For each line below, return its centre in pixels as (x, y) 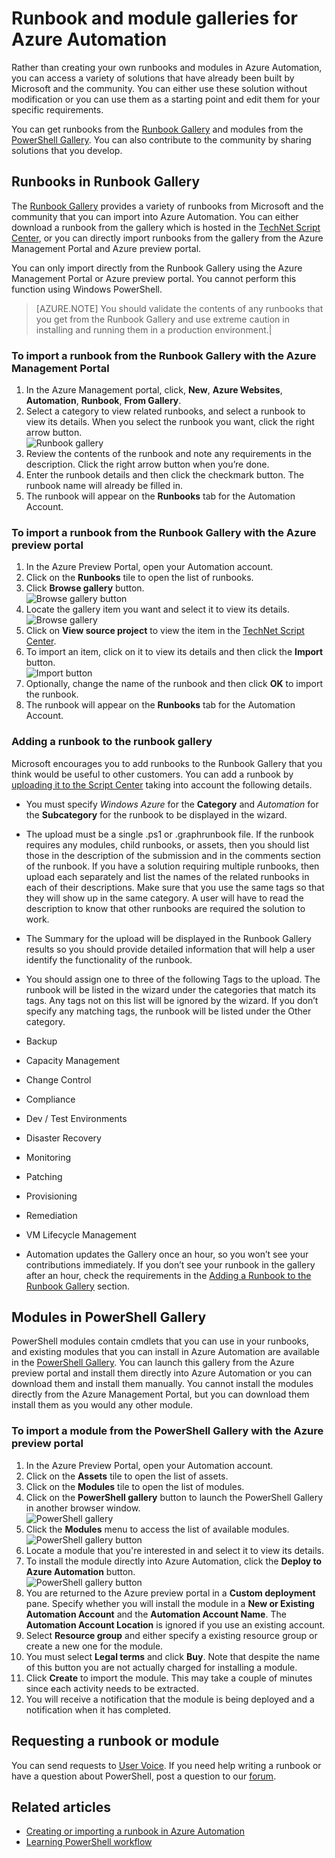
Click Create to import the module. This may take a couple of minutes (169, 1678)
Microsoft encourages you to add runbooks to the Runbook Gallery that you (167, 763)
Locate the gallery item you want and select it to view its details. (157, 609)
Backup (41, 1041)
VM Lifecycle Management (81, 1234)
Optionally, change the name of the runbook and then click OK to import (174, 684)
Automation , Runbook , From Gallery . (103, 401)
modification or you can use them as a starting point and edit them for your (166, 99)
